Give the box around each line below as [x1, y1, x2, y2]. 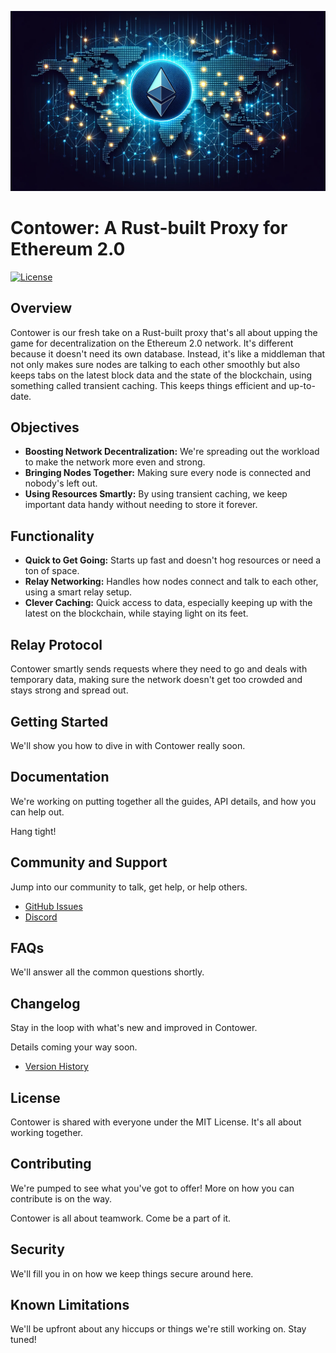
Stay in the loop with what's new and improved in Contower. [10, 1022, 258, 1034]
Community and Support [10, 854, 168, 871]
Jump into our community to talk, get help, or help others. [10, 881, 248, 893]
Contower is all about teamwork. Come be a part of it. [10, 1212, 232, 1224]
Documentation [10, 769, 110, 786]
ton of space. [24, 565, 80, 577]
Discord [24, 911, 58, 923]
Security [10, 1241, 65, 1258]
